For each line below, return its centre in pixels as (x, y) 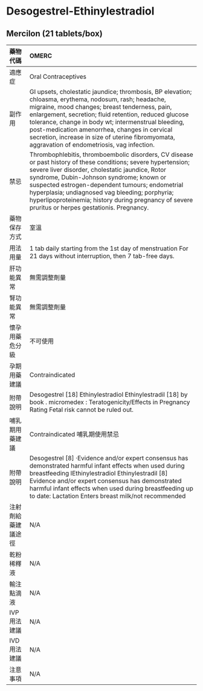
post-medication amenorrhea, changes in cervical (101, 130)
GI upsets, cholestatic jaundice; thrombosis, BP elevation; (111, 92)
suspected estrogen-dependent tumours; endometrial (106, 185)
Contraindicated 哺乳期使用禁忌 (74, 434)
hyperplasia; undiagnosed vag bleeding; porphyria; (101, 192)
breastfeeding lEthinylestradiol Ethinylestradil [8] (98, 473)
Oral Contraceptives (58, 77)
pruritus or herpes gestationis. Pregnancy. (89, 207)
